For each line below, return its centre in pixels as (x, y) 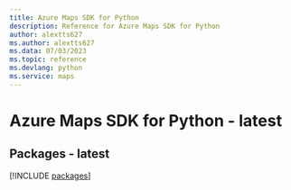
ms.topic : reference (48, 59)
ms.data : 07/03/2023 (48, 51)
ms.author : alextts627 (52, 43)
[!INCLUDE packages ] (50, 176)
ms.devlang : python (46, 68)
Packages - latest (60, 154)
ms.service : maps (42, 77)
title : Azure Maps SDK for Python (75, 18)
